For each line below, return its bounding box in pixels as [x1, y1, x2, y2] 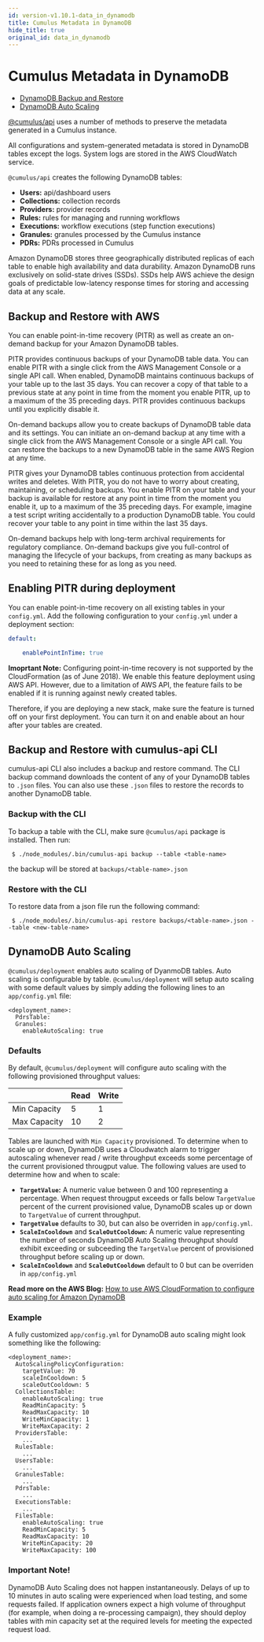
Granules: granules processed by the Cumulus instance [19, 230, 201, 239]
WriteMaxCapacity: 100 [22, 1547, 97, 1555]
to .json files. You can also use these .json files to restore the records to [8, 780, 244, 790]
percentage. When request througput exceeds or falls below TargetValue [19, 1194, 255, 1203]
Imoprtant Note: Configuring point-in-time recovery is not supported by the [8, 663, 254, 673]
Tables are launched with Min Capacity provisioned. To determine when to [8, 1136, 248, 1146]
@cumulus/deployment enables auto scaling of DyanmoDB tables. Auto [8, 966, 232, 975]
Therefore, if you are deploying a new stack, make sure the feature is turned [8, 703, 255, 713]
